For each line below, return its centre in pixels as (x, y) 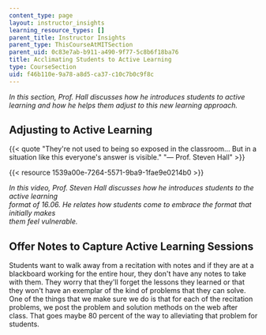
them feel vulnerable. (43, 221)
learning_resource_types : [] (57, 30)
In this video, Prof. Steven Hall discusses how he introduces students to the (131, 188)
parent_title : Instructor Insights (67, 38)
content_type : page (41, 15)
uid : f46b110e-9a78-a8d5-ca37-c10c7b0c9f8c (82, 74)
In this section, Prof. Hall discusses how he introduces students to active (127, 96)
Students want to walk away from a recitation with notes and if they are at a (132, 265)
